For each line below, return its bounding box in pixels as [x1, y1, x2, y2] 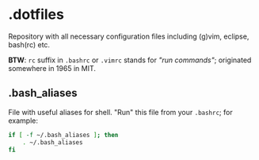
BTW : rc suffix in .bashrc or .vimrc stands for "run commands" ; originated [8, 55, 252, 65]
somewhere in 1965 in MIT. [8, 63, 97, 73]
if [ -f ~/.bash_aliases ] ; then [8, 131, 119, 139]
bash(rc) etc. [8, 39, 50, 49]
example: [8, 116, 38, 125]
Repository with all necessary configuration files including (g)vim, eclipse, [8, 32, 249, 41]
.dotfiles [8, 6, 65, 24]
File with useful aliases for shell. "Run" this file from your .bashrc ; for [8, 107, 233, 117]
